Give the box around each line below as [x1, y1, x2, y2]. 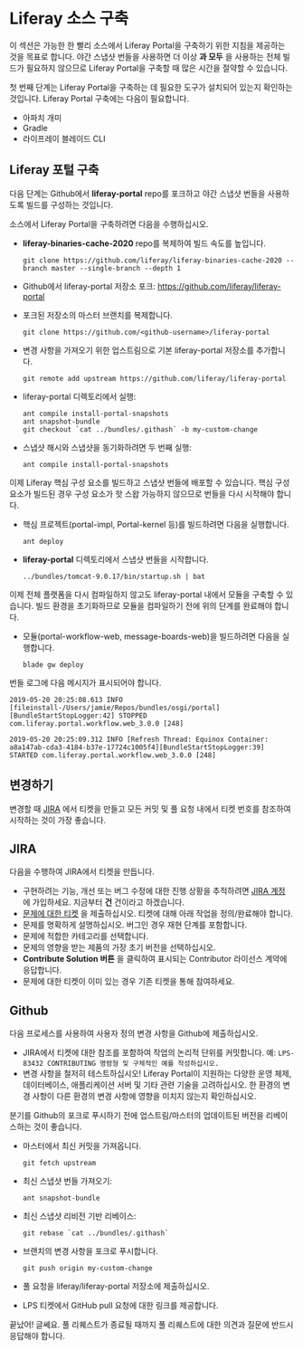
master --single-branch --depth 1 [51, 263, 181, 272]
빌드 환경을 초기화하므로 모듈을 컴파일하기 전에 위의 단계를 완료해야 [35, 600, 273, 611]
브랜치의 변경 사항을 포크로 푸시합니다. [22, 1246, 158, 1257]
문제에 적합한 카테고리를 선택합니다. [22, 931, 149, 942]
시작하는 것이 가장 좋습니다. [9, 814, 107, 825]
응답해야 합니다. [9, 1331, 66, 1342]
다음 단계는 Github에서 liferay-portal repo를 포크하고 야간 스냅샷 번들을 [9, 187, 266, 199]
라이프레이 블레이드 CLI [22, 133, 106, 144]
